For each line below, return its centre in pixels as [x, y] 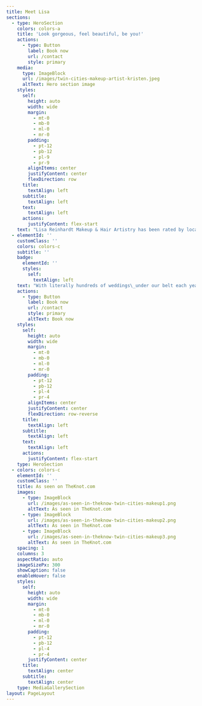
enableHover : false [41, 576]
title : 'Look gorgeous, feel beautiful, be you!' [81, 34]
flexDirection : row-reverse [63, 414]
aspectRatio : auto [40, 559]
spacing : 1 [31, 548]
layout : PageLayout [31, 693]
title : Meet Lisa [28, 12]
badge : [25, 258]
